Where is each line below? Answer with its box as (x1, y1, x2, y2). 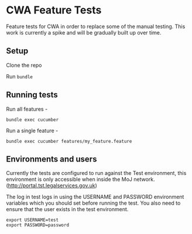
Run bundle (6, 73, 33, 80)
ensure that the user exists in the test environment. (6, 206, 129, 213)
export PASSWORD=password (6, 222, 69, 228)
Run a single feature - (6, 127, 59, 134)
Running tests (6, 90, 59, 100)
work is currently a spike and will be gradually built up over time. (6, 29, 162, 36)
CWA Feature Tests (6, 4, 102, 17)
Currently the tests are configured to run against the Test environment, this (6, 170, 187, 177)
